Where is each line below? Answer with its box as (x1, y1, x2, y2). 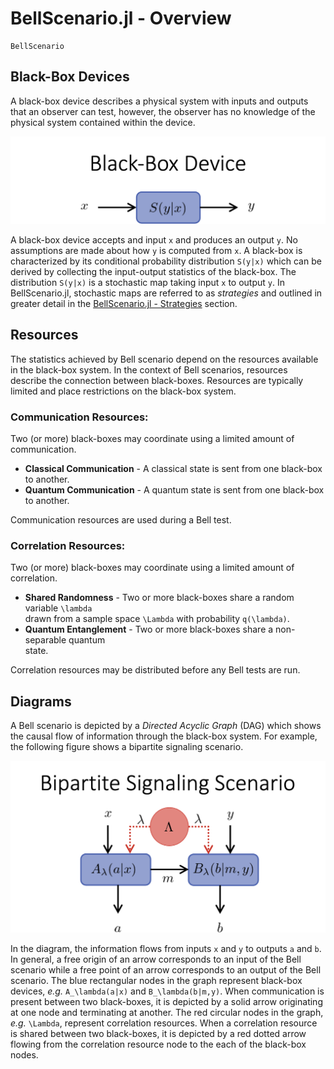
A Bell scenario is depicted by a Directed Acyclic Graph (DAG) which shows (10, 720, 322, 732)
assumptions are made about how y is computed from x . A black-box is (10, 245, 303, 257)
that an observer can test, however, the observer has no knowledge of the (10, 105, 316, 117)
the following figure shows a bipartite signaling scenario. (10, 741, 244, 753)
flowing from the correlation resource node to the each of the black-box (10, 1038, 307, 1051)
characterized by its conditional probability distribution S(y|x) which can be (10, 255, 322, 267)
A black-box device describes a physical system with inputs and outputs (10, 95, 309, 107)
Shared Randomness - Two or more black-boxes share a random (24, 592, 295, 604)
